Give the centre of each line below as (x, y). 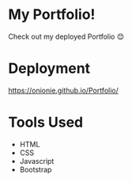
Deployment (49, 68)
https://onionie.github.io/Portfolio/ (63, 90)
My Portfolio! (52, 15)
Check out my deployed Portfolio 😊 (66, 36)
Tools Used (46, 122)
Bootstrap (36, 169)
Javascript (37, 161)
